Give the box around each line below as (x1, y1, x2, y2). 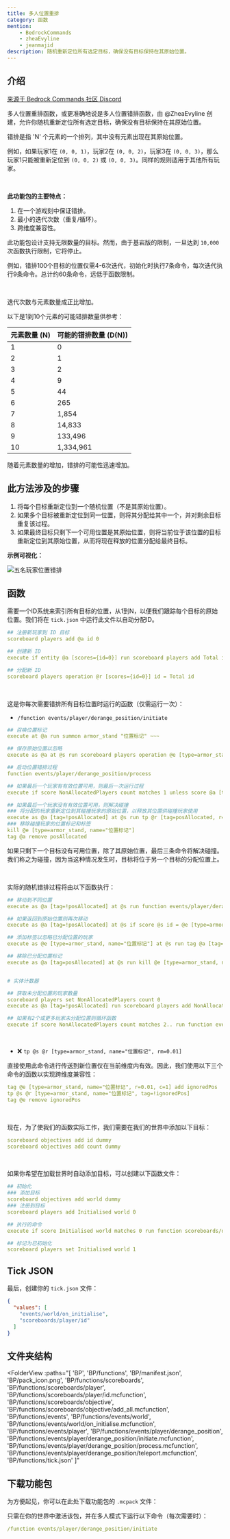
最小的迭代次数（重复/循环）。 (16, 215, 101, 223)
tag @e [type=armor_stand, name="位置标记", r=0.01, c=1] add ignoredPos (7, 1084, 218, 1091)
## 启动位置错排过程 (7, 764, 57, 771)
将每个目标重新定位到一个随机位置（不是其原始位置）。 (16, 502, 170, 510)
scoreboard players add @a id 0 (7, 636, 99, 642)
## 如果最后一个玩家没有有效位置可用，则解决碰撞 (7, 801, 129, 808)
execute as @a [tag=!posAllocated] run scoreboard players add (7, 1003, 192, 1010)
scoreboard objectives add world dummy (7, 1196, 121, 1203)
